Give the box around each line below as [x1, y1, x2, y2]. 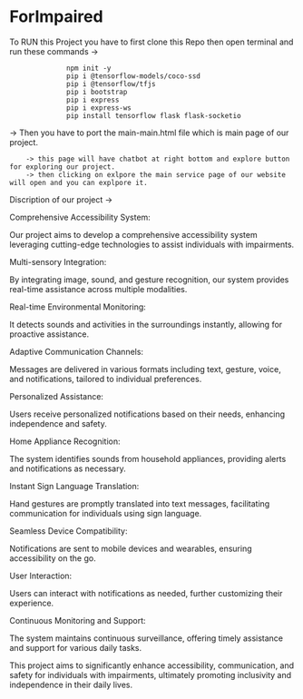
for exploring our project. [9, 162, 116, 172]
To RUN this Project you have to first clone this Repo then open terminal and [9, 36, 294, 47]
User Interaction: [9, 570, 73, 581]
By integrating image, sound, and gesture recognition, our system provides [9, 274, 289, 285]
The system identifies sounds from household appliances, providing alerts [9, 453, 287, 464]
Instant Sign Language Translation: [9, 480, 140, 491]
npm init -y [66, 64, 112, 73]
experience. [9, 597, 54, 608]
